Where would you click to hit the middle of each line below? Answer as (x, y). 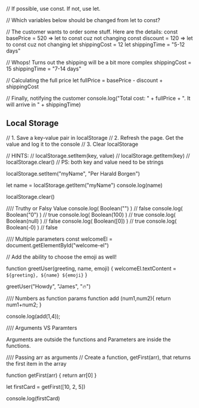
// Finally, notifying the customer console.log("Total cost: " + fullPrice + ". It (98, 98)
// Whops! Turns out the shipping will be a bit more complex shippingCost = (99, 62)
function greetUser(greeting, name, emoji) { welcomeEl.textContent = (91, 268)
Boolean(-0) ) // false (32, 227)
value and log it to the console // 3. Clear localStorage (72, 144)
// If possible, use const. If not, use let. (53, 9)
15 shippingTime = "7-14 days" (44, 69)
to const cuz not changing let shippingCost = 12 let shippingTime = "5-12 (96, 45)
